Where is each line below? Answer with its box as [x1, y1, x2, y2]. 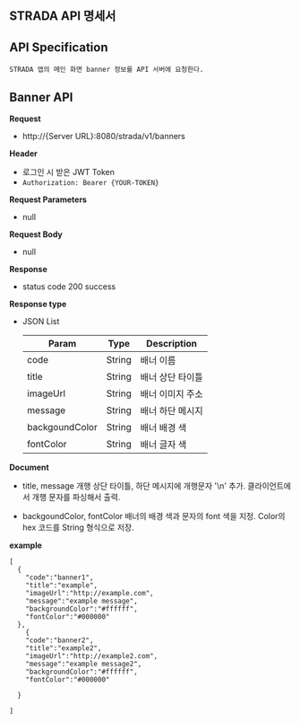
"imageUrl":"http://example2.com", [25, 652, 159, 661]
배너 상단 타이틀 [140, 371, 203, 384]
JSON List [21, 316, 60, 327]
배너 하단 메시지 [140, 405, 203, 418]
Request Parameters [9, 194, 88, 205]
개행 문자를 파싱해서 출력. [31, 492, 121, 503]
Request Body [9, 229, 63, 240]
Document [9, 462, 49, 473]
